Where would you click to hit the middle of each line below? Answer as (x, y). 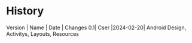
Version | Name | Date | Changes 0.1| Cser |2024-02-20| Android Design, (96, 27)
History (25, 11)
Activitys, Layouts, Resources (43, 33)
